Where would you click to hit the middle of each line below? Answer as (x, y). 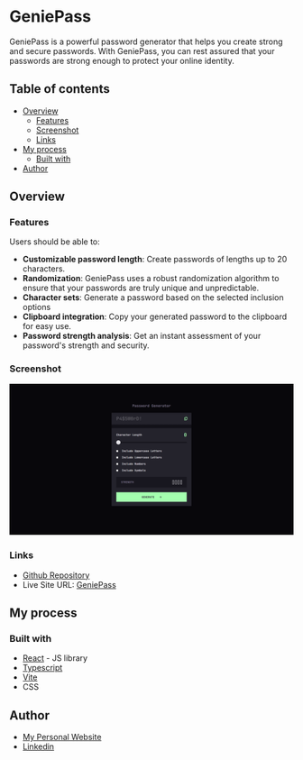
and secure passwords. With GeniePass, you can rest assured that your (142, 50)
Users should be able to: (55, 242)
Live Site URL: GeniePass (69, 584)
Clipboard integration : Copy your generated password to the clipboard (155, 316)
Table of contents (60, 89)
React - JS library (55, 658)
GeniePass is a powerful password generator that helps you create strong (146, 41)
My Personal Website (62, 737)
